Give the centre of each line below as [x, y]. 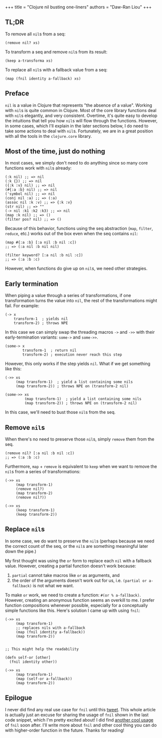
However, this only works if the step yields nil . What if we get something [78, 364]
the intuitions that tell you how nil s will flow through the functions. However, [81, 120]
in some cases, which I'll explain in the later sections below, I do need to [77, 126]
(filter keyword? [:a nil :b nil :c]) [44, 255]
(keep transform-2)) [36, 515]
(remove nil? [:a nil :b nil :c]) [40, 453]
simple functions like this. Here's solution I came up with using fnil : [73, 610]
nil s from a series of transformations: [43, 472]
